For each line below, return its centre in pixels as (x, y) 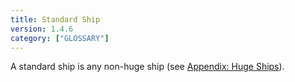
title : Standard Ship (55, 19)
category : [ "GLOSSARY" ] (60, 38)
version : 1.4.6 (42, 29)
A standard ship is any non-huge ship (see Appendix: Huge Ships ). (147, 67)
